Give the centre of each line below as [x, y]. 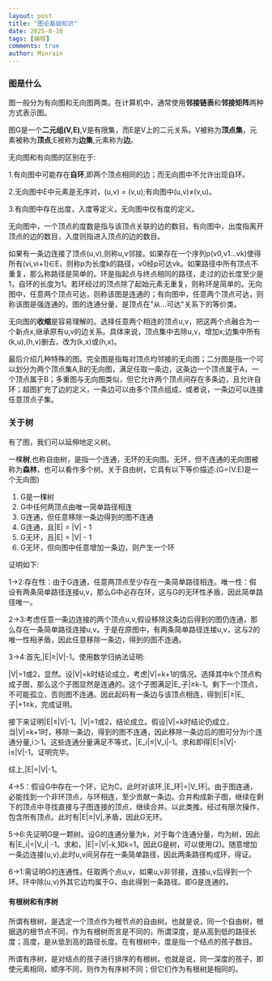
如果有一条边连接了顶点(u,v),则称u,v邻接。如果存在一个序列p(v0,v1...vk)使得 [135, 254]
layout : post [30, 16]
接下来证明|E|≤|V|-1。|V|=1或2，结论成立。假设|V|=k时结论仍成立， [121, 722]
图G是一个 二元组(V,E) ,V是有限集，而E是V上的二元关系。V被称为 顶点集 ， [129, 130]
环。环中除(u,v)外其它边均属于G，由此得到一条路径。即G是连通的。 [121, 881]
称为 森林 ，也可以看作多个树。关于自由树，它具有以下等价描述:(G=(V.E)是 [130, 469]
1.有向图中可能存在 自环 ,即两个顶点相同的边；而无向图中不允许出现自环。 [129, 174]
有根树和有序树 [33, 902]
